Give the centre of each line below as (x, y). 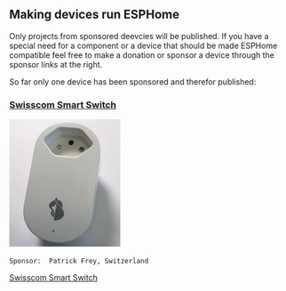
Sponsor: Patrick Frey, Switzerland (79, 262)
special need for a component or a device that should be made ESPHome (143, 45)
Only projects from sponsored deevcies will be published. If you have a (139, 36)
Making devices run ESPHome (95, 15)
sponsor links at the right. (56, 64)
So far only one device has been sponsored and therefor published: (133, 81)
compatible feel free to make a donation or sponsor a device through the (142, 55)
